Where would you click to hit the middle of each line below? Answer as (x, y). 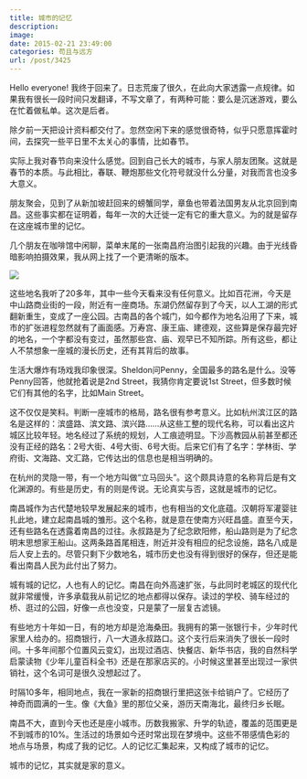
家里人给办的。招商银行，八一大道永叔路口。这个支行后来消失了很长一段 (145, 638)
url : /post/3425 (40, 60)
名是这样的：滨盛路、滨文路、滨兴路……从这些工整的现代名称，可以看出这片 (153, 423)
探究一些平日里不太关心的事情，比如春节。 (113, 141)
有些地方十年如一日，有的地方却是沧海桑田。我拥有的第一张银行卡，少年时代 (153, 627)
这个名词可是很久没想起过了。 (90, 672)
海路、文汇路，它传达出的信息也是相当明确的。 (129, 458)
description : (34, 27)
